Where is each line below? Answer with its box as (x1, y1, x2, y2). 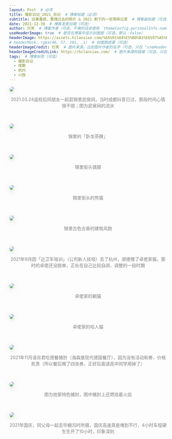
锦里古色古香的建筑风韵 (63, 225, 112, 231)
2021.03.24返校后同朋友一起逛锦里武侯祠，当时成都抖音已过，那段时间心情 (10, 96, 165, 102)
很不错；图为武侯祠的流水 (61, 102, 114, 108)
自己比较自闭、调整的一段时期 (83, 262, 145, 268)
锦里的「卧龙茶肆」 (68, 133, 108, 139)
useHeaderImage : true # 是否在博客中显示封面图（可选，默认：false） (9, 31, 145, 36)
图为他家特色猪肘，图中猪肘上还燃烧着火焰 (44, 391, 132, 397)
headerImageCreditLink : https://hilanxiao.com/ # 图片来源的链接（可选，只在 (9, 49, 167, 54)
